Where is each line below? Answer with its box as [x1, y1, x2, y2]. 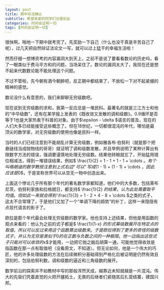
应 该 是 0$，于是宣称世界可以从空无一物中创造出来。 [5, 170, 109, 176]
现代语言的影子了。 [9, 205, 48, 211]
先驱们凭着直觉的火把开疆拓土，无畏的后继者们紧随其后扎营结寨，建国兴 [13, 274, 159, 280]
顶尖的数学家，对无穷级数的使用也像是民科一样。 [5, 129, 103, 135]
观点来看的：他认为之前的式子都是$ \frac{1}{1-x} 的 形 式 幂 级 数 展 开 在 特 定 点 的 [5, 221, 159, 227]
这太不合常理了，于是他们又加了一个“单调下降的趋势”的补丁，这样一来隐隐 [5, 199, 154, 204]
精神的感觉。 [5, 84, 31, 90]
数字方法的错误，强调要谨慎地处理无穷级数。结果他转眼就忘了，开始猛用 [9, 152, 154, 158]
